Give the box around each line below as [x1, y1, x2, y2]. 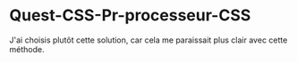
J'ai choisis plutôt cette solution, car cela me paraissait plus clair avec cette [9, 35, 288, 45]
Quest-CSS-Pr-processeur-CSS [9, 5, 251, 26]
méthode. [9, 43, 45, 54]
